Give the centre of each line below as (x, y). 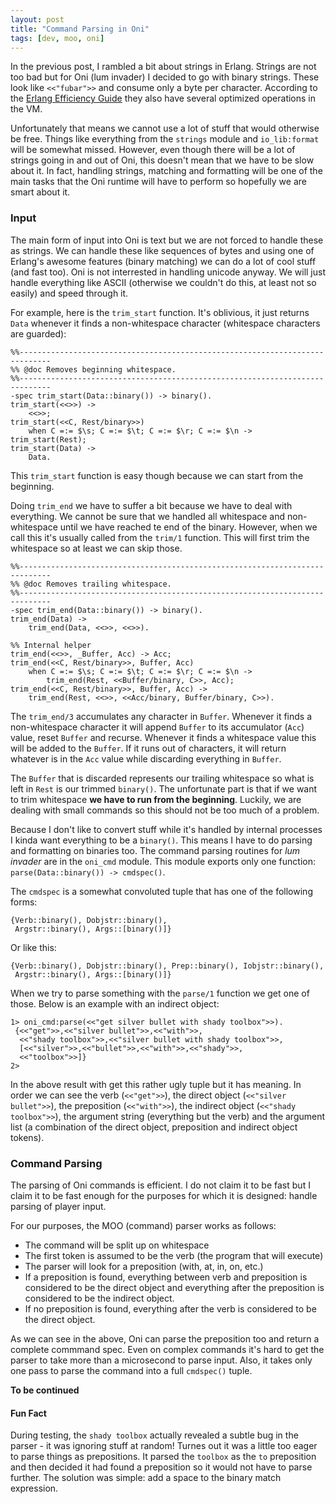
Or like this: (33, 947)
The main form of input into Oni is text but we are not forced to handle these (167, 240)
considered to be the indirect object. (99, 1298)
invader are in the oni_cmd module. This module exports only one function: (163, 861)
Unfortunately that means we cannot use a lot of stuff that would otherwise (165, 128)
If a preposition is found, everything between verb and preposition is (166, 1277)
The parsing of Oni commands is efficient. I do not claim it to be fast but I (160, 1185)
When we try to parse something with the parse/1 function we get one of (160, 993)
